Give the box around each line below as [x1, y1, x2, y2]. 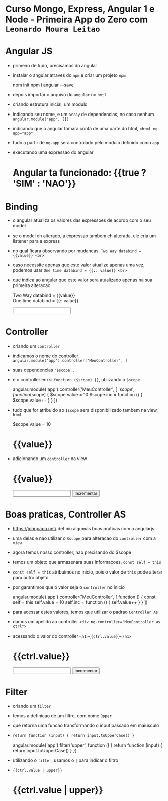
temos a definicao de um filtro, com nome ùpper [12, 712, 112, 719]
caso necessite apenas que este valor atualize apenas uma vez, [12, 262, 145, 268]
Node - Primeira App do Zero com [5, 14, 148, 25]
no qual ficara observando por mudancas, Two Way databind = [12, 248, 142, 254]
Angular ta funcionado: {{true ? [12, 167, 147, 179]
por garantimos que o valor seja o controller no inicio [12, 584, 125, 590]
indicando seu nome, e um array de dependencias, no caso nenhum [12, 111, 154, 118]
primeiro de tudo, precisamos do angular [12, 63, 97, 69]
